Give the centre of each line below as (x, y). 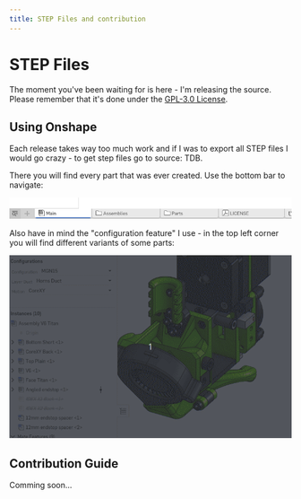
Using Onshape (53, 127)
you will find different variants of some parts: (92, 243)
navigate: (26, 185)
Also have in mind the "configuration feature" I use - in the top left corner (144, 233)
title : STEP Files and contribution (77, 19)
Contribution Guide (64, 464)
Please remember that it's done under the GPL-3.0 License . (119, 99)
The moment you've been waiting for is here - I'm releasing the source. (140, 89)
